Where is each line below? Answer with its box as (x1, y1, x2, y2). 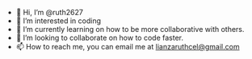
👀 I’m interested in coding (15, 16, 102, 26)
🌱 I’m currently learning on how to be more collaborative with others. (15, 25, 245, 33)
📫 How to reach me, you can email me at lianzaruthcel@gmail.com (15, 42, 240, 51)
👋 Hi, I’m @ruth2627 (15, 8, 83, 17)
